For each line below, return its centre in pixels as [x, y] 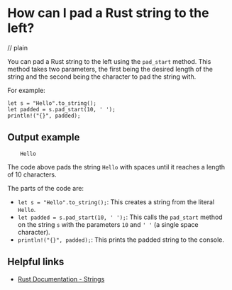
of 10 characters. [32, 174]
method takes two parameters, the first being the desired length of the [110, 69]
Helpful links [36, 262]
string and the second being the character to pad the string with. [102, 77]
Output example [44, 137]
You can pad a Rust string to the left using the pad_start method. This [109, 61]
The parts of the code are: [45, 188]
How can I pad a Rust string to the [108, 13]
